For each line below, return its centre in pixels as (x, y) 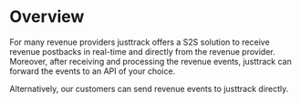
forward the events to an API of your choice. (93, 71)
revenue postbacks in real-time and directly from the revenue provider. (142, 51)
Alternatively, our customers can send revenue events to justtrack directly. (149, 88)
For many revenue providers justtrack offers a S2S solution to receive (140, 42)
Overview (47, 17)
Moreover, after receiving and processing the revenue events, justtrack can (150, 61)
